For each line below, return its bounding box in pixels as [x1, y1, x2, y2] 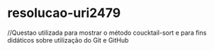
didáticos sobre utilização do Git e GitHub [7, 35, 129, 44]
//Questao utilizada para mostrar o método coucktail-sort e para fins [7, 28, 207, 37]
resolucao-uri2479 [7, 5, 121, 21]
